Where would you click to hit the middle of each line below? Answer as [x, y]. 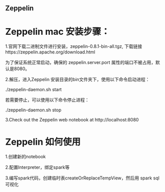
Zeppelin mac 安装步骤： [58, 31]
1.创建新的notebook [26, 157]
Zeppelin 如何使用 [43, 142]
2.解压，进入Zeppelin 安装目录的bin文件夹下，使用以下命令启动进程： [78, 80]
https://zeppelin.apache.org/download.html [50, 52]
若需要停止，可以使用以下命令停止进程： [47, 100]
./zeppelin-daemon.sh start [34, 90]
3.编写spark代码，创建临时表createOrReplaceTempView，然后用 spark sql [82, 178]
